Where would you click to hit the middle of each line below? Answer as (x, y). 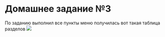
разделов (15, 29)
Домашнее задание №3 (58, 9)
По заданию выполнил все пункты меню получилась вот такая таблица (82, 23)
